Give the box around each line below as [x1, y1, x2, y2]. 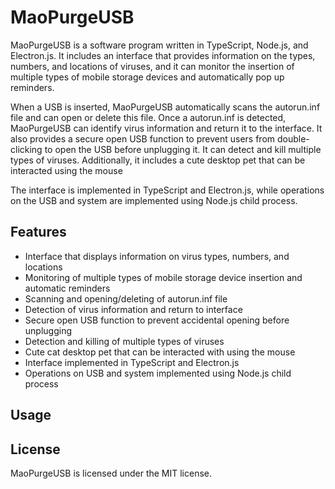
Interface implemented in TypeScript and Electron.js [24, 356, 240, 368]
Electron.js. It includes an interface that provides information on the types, [10, 49, 316, 61]
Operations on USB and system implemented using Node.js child [24, 367, 292, 379]
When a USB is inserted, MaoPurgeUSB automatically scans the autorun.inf [10, 101, 321, 113]
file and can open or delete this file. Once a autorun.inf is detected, [10, 111, 287, 123]
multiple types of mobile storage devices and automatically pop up [10, 71, 285, 83]
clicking [10, 143, 43, 155]
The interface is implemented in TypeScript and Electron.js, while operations [10, 184, 325, 196]
